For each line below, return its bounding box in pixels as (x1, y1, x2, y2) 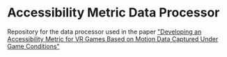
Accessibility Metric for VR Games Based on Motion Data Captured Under (7, 34, 219, 43)
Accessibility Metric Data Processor (7, 5, 220, 21)
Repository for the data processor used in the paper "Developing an (7, 27, 202, 36)
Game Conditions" (7, 42, 61, 50)
